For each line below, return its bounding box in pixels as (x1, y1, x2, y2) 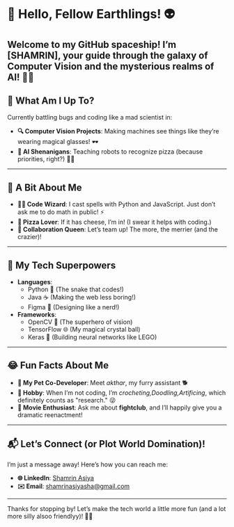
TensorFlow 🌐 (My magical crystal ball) (27, 325, 141, 334)
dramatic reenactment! (17, 410, 83, 419)
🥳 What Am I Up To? (7, 95, 95, 106)
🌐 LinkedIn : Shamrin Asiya (17, 473, 94, 482)
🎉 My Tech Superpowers (7, 259, 116, 271)
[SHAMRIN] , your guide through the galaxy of (7, 49, 208, 61)
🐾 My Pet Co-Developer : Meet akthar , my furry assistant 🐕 (17, 378, 189, 387)
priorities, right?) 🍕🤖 (17, 155, 75, 163)
